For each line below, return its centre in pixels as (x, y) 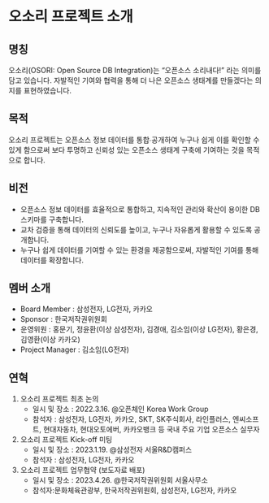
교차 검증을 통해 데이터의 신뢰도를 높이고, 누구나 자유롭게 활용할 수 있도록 (136, 229)
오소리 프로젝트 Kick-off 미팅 (66, 440)
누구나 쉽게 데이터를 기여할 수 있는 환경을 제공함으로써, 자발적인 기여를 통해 (139, 249)
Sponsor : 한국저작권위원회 (64, 319)
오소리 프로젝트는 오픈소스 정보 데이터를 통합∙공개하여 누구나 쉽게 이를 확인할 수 (134, 140)
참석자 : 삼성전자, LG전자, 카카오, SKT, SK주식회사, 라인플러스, (132, 419)
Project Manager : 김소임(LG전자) (75, 349)
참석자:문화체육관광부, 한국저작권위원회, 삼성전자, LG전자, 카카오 (134, 490)
